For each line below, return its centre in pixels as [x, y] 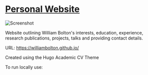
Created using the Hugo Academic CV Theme [52, 57]
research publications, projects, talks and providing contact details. [74, 38]
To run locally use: [24, 67]
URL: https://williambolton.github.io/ [42, 47]
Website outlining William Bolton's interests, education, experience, [74, 32]
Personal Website [42, 9]
